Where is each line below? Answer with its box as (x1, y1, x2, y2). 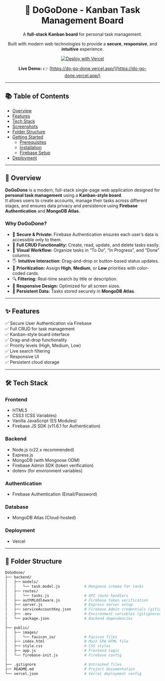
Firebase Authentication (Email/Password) (12, 491, 97, 497)
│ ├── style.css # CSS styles (5, 643, 111, 648)
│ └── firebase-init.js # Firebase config (5, 653, 122, 658)
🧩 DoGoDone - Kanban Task (25, 4, 140, 16)
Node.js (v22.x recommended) (12, 447, 75, 453)
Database (5, 503, 28, 510)
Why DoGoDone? (5, 220, 47, 227)
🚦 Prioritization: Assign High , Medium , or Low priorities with (12, 265, 136, 271)
